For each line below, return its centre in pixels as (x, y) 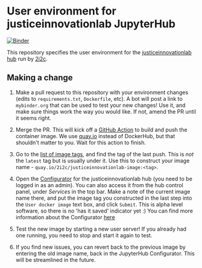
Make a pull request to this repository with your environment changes (102, 92)
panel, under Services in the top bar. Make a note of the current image (103, 191)
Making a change (40, 78)
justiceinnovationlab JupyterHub (91, 24)
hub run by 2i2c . (27, 59)
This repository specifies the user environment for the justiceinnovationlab (99, 52)
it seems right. (33, 118)
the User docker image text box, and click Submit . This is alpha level (99, 204)
